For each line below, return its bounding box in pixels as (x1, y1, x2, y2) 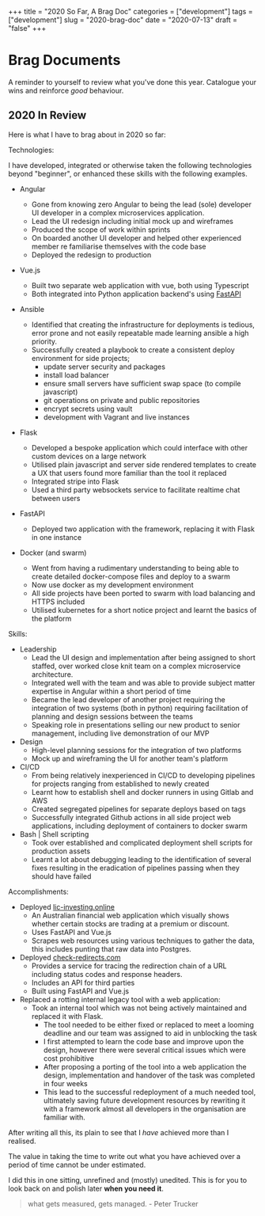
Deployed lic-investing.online (19, 902, 115, 911)
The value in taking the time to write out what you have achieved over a (8, 1151, 241, 1161)
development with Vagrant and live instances (43, 412, 190, 422)
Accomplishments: (8, 887, 69, 896)
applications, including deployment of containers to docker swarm (31, 821, 248, 830)
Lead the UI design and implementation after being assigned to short (31, 652, 256, 662)
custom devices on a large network (31, 451, 146, 461)
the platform (31, 614, 72, 623)
